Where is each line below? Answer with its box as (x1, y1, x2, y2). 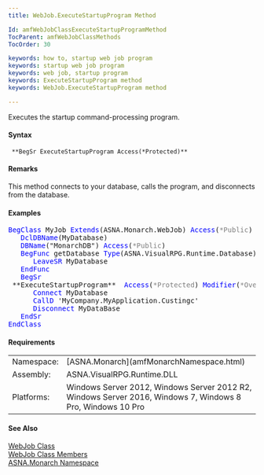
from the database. (8, 190, 70, 200)
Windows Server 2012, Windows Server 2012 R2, (66, 382, 252, 393)
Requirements (8, 337, 56, 347)
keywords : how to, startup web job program (8, 54, 153, 63)
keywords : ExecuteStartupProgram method (8, 76, 143, 84)
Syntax (8, 131, 32, 140)
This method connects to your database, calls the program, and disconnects (8, 182, 255, 191)
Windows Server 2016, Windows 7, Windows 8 (66, 392, 242, 403)
